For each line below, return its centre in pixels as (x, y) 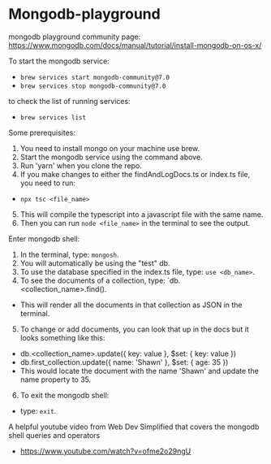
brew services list (53, 117)
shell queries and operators (54, 435)
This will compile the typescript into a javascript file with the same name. (142, 214)
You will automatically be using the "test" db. (95, 263)
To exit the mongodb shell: (65, 395)
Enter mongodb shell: (44, 239)
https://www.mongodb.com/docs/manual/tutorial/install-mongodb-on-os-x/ (135, 45)
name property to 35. (56, 379)
